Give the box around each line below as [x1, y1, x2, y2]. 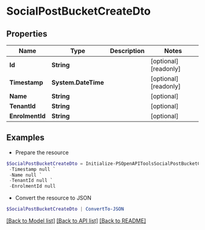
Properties [6, 29, 48, 39]
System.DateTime [51, 78, 104, 87]
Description [109, 47, 145, 55]
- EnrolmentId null [9, 183, 56, 190]
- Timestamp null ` [9, 166, 56, 172]
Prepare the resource [15, 148, 69, 156]
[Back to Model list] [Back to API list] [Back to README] [6, 217, 146, 225]
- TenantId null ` [9, 178, 53, 184]
